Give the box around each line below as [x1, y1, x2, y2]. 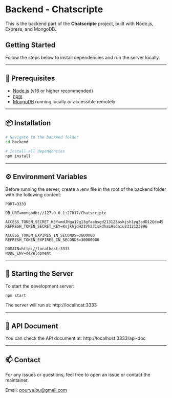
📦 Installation [5, 119, 51, 127]
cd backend [5, 140, 29, 145]
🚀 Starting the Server [5, 270, 74, 278]
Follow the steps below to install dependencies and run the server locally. [5, 54, 160, 60]
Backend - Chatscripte [5, 4, 103, 15]
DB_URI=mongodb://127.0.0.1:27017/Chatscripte [5, 210, 106, 215]
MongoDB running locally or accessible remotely [12, 98, 116, 104]
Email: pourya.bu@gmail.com [5, 387, 68, 393]
